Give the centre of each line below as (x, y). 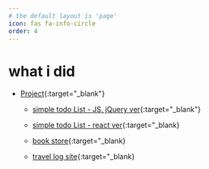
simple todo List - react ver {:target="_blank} (106, 125)
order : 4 (23, 31)
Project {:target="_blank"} (62, 93)
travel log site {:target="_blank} (83, 157)
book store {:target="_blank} (79, 141)
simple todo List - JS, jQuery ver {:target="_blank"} (116, 110)
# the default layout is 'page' (63, 16)
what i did (42, 71)
